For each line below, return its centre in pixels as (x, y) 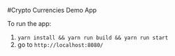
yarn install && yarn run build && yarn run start (93, 38)
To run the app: (29, 23)
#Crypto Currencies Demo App (52, 10)
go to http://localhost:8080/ (60, 44)
